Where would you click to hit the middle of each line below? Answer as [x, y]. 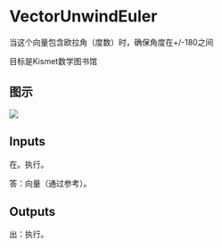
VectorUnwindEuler [83, 17]
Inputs [28, 141]
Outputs [33, 211]
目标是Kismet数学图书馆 [53, 61]
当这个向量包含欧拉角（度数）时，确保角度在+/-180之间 [111, 42]
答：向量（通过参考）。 [50, 183]
